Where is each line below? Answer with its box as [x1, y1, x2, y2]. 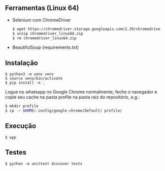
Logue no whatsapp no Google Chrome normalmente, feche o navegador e [5, 89, 158, 95]
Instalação [5, 58, 38, 67]
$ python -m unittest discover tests [5, 161, 83, 166]
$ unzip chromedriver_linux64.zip [12, 31, 83, 36]
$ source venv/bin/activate [5, 76, 63, 81]
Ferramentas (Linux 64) [5, 4, 79, 12]
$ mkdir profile [5, 104, 38, 109]
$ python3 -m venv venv [5, 72, 54, 77]
